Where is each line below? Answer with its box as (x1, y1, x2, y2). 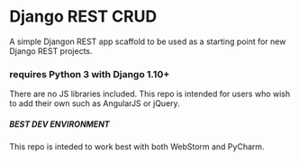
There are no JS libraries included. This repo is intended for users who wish (9, 88, 291, 100)
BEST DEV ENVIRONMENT (9, 119, 110, 130)
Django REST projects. (9, 45, 93, 56)
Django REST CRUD (9, 6, 158, 27)
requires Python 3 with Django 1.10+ (9, 67, 170, 80)
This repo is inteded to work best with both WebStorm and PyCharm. (9, 141, 265, 152)
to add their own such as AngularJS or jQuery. (9, 98, 180, 109)
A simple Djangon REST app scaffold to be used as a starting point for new (9, 36, 286, 47)
